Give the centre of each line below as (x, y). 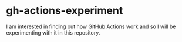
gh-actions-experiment (65, 11)
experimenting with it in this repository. (53, 32)
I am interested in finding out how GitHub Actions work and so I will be (91, 26)
